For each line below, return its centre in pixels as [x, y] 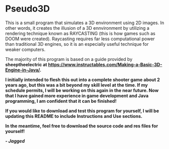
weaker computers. [25, 49]
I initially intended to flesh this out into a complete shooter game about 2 [83, 80]
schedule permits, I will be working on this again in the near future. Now [82, 90]
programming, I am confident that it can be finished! [61, 101]
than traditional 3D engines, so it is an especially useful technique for [77, 44]
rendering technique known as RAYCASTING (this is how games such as [80, 33]
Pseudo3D [28, 9]
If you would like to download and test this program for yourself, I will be [82, 111]
